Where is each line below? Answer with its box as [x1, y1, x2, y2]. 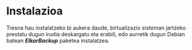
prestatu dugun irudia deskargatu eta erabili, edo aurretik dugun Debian [6, 30, 185, 37]
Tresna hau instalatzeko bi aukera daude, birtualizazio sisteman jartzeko [6, 24, 186, 31]
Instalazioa [6, 4, 63, 18]
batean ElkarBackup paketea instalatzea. [6, 37, 110, 44]
